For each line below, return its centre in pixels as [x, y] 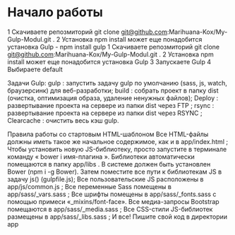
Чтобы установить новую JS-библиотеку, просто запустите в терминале [117, 149]
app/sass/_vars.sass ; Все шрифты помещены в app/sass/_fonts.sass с [112, 194]
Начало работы [55, 12]
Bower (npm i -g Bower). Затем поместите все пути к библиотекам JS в [115, 171]
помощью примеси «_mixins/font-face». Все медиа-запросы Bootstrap [114, 201]
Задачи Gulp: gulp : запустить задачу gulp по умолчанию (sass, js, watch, [117, 83]
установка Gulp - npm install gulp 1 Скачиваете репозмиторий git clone [114, 47]
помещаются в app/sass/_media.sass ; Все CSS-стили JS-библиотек [110, 209]
